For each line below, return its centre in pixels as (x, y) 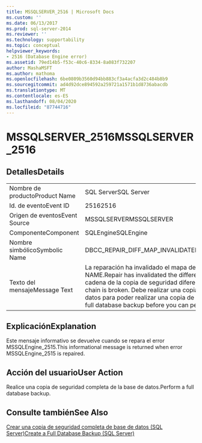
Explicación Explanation (51, 326)
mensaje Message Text (41, 290)
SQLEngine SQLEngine (116, 233)
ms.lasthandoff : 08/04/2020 (41, 101)
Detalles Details (35, 172)
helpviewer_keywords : (33, 51)
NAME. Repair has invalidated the (131, 275)
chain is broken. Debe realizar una (133, 290)
